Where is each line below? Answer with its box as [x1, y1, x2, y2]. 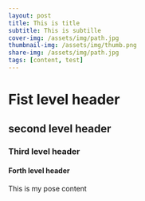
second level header [8, 122, 112, 136]
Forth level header [8, 165, 70, 175]
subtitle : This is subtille [8, 26, 102, 34]
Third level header [8, 146, 80, 157]
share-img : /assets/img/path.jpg [8, 49, 120, 57]
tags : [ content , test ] [8, 57, 84, 65]
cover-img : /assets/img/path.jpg [8, 33, 120, 42]
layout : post [8, 11, 52, 20]
